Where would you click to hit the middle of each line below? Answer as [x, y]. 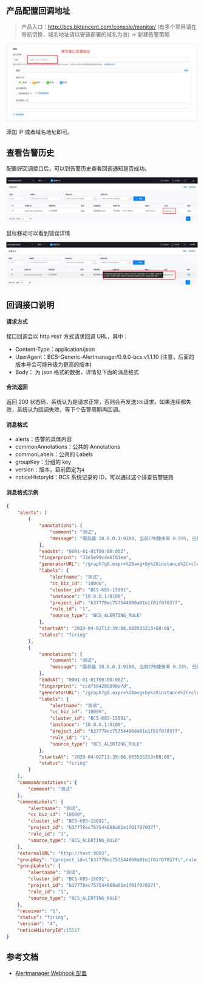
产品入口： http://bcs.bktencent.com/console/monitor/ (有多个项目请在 [109, 27]
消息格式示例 [22, 492]
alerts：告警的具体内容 [43, 439]
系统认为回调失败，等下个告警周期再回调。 [70, 409]
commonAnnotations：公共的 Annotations [67, 447]
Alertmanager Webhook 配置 [51, 973]
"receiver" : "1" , [39, 911]
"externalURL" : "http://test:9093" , [64, 853]
